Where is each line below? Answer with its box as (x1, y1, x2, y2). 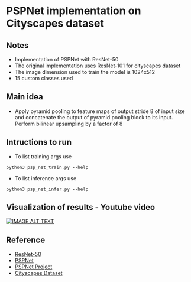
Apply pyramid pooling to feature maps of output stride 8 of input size (14, 108, 185, 115)
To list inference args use (14, 174, 77, 181)
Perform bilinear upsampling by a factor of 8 (14, 120, 123, 127)
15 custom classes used (14, 75, 73, 82)
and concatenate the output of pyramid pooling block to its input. (14, 114, 173, 121)
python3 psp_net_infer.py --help (6, 186, 89, 192)
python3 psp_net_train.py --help (6, 164, 89, 170)
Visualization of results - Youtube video (6, 202, 156, 212)
